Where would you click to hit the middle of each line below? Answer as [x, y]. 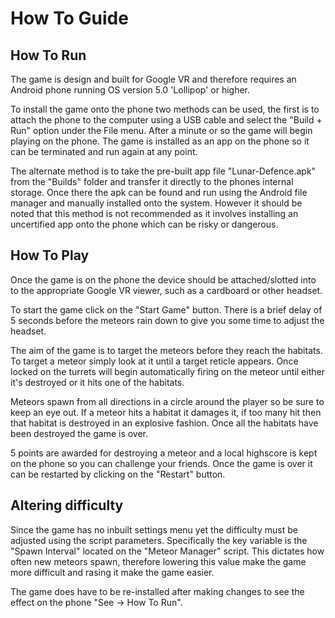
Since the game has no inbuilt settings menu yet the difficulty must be [154, 529]
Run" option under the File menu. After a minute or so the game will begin [161, 130]
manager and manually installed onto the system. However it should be [156, 203]
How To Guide [69, 18]
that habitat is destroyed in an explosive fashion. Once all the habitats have [164, 423]
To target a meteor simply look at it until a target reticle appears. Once [154, 361]
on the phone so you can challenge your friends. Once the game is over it [161, 463]
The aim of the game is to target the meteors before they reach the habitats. [166, 350]
